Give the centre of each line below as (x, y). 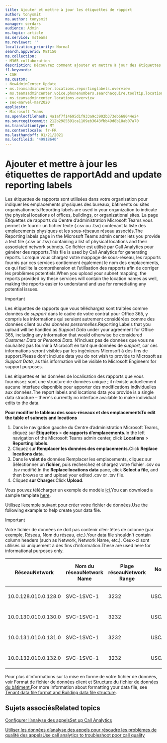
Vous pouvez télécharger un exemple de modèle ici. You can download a (79, 490)
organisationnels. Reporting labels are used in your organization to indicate (81, 210)
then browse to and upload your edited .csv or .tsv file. (68, 475)
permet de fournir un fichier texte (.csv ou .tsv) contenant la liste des (76, 226)
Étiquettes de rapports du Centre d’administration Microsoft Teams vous (79, 220)
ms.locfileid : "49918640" (32, 140)
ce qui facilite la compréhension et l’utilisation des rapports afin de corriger (82, 268)
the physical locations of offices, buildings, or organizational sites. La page (82, 215)
